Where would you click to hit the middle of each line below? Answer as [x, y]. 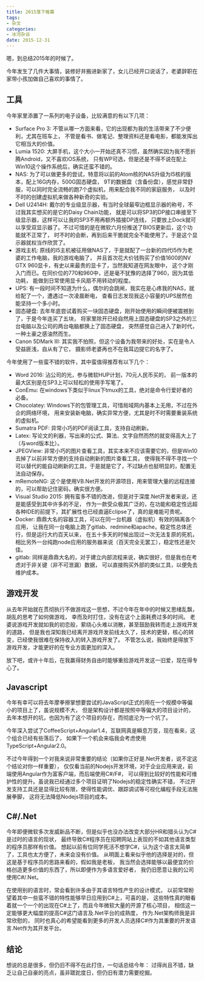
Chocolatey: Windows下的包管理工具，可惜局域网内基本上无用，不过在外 [106, 405]
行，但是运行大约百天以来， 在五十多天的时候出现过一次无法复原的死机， [106, 534]
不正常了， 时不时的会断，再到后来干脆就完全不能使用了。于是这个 [109, 235]
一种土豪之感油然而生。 [44, 334]
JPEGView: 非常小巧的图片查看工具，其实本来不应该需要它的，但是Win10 [106, 451]
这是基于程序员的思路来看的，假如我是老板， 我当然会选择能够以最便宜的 [97, 862]
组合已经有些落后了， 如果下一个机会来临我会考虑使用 [79, 738]
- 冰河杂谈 [18, 35]
